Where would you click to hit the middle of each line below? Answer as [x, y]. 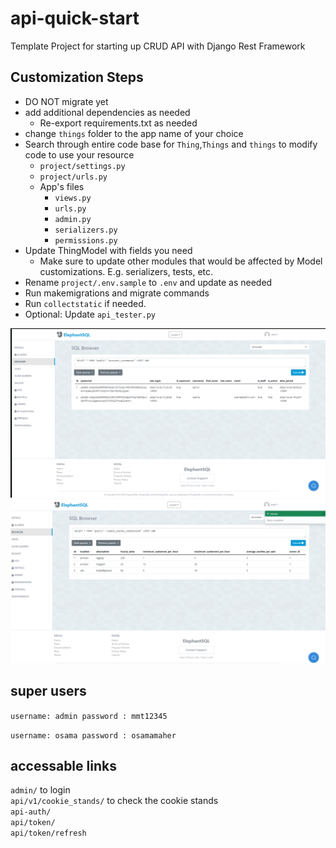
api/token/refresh [48, 833]
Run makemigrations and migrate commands [117, 293]
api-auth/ [31, 812]
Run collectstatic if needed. [85, 303]
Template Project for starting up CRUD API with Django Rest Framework [158, 46]
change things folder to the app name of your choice [134, 133]
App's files [62, 186]
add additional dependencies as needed [107, 112]
